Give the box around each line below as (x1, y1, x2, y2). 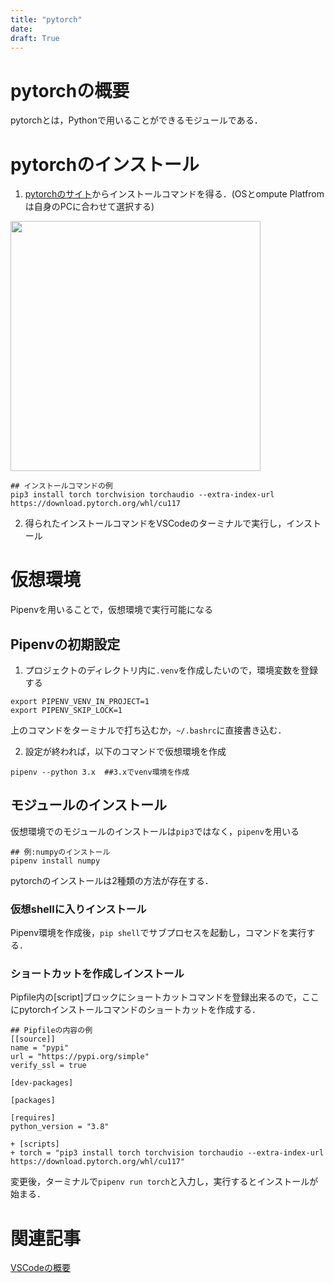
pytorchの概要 (10, 79, 130, 102)
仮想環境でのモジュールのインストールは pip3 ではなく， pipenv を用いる (10, 825, 300, 837)
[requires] (10, 1113, 56, 1123)
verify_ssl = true (10, 1061, 87, 1071)
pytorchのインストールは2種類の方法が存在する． (10, 874, 214, 886)
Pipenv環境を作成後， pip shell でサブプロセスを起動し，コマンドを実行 (10, 927, 307, 939)
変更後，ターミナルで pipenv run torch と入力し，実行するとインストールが (10, 1176, 319, 1188)
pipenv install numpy (10, 856, 101, 866)
